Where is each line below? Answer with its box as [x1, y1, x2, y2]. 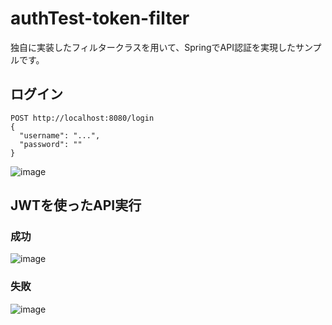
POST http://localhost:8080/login [10, 113, 155, 123]
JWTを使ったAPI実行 [10, 197, 142, 214]
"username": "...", [19, 130, 101, 141]
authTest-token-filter [10, 7, 190, 30]
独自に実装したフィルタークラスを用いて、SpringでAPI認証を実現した [10, 41, 296, 53]
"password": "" [19, 139, 83, 149]
